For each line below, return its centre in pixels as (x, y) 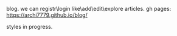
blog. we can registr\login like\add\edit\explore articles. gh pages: (89, 9)
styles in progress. (29, 27)
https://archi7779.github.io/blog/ (47, 15)
